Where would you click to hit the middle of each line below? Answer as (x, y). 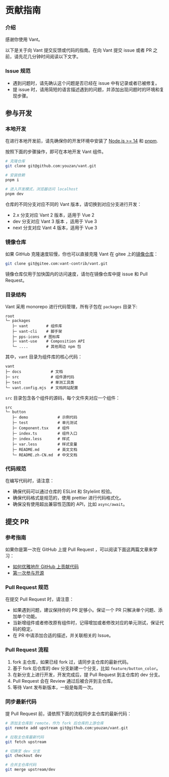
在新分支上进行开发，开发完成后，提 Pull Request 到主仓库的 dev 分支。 (88, 675)
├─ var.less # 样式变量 (45, 444)
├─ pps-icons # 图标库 (36, 337)
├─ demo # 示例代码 (45, 417)
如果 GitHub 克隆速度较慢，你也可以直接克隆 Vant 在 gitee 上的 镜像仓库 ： (82, 254)
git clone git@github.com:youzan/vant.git (51, 166)
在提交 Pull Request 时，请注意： (40, 599)
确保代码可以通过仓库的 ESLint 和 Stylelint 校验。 (64, 491)
